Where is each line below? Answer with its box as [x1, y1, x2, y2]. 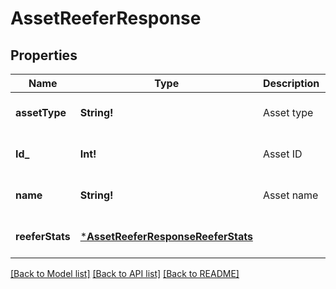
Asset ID [262, 147, 303, 161]
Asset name [262, 188, 319, 202]
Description [262, 77, 320, 90]
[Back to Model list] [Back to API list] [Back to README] [10, 268, 240, 279]
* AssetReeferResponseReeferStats [79, 230, 253, 243]
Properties [10, 47, 78, 64]
